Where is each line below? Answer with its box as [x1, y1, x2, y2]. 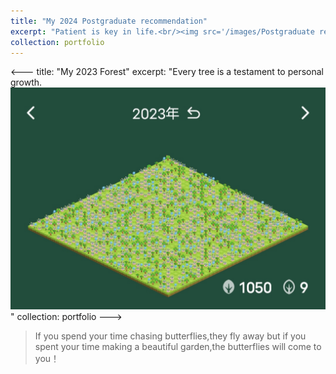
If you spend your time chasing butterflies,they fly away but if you [34, 330, 307, 342]
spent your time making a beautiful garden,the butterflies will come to [34, 340, 322, 352]
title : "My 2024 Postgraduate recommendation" [10, 16, 208, 26]
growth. [10, 76, 43, 89]
